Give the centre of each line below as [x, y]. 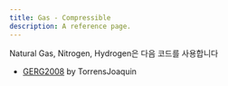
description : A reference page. [70, 26]
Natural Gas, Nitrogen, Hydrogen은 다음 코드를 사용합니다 [114, 53]
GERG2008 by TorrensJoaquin [80, 71]
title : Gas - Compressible [60, 18]
